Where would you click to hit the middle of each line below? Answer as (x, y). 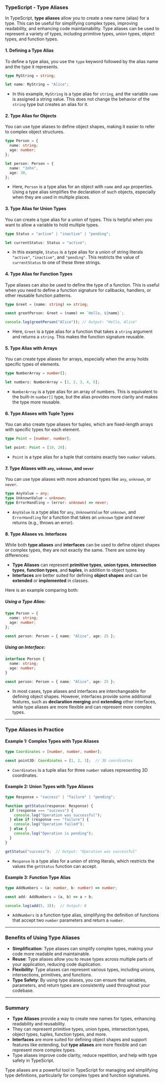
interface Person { (25, 659)
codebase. (23, 990)
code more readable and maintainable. (51, 954)
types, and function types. (32, 39)
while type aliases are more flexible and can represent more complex (82, 707)
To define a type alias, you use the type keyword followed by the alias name (82, 61)
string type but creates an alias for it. (50, 105)
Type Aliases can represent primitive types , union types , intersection (84, 565)
